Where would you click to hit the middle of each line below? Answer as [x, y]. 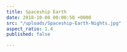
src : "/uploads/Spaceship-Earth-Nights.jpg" [64, 23]
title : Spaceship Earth [37, 12]
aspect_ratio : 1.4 [30, 29]
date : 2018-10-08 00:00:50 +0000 [49, 18]
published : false [28, 34]
